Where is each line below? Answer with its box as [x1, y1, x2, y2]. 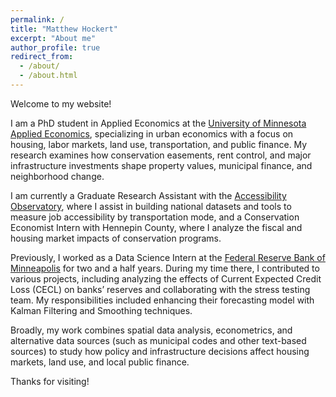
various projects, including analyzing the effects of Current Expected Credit [10, 272, 322, 285]
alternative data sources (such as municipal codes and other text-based [10, 334, 307, 346]
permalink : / [10, 14, 65, 25]
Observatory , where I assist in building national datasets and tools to [10, 200, 292, 212]
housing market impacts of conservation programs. [10, 232, 222, 244]
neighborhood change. [10, 170, 105, 182]
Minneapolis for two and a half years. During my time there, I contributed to [10, 262, 320, 274]
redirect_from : [10, 52, 74, 62]
